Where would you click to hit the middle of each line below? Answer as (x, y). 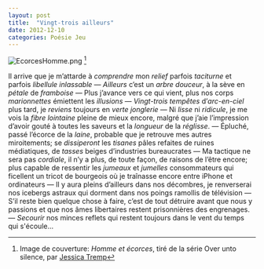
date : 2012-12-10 (37, 30)
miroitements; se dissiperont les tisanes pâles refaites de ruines (111, 143)
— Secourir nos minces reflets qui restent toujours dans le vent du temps (126, 217)
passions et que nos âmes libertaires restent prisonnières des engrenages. (129, 209)
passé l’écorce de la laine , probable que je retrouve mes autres (110, 134)
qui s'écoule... (31, 226)
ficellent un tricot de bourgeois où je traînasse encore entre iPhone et (121, 176)
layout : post (29, 15)
